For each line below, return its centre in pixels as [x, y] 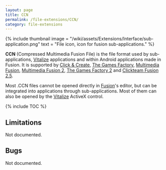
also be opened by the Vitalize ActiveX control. [54, 96]
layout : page [19, 10]
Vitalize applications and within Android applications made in [97, 60]
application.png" [23, 44]
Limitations [23, 122]
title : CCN [17, 15]
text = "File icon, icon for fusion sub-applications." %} [98, 44]
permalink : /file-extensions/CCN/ [42, 19]
